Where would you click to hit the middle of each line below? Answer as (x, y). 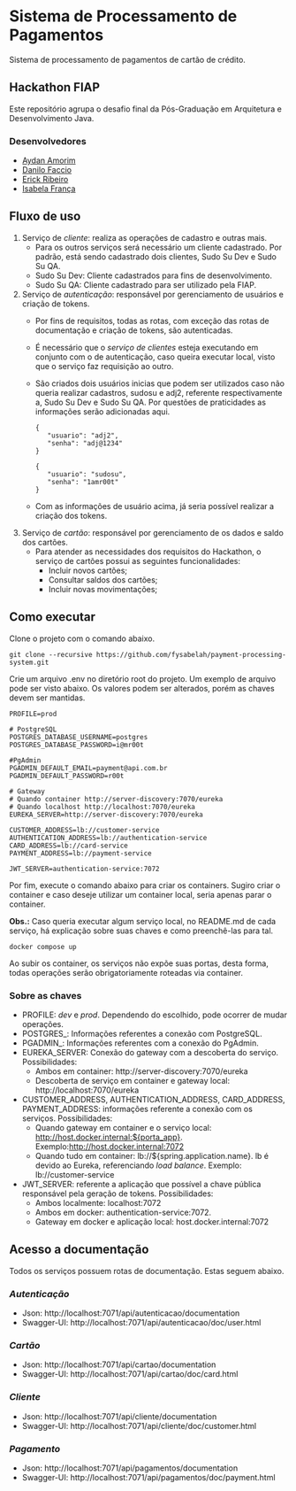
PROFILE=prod (33, 714)
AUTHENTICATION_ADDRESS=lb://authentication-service (108, 838)
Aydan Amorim (49, 160)
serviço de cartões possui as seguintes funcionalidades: (138, 560)
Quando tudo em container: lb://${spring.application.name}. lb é (152, 1155)
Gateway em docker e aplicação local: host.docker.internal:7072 (152, 1221)
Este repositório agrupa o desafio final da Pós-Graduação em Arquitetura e (146, 109)
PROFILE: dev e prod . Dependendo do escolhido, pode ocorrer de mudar (154, 1015)
